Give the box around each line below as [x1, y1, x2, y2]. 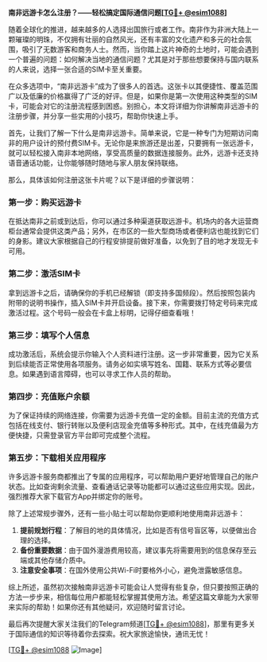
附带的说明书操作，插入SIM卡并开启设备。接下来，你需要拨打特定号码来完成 [8, 298, 258, 307]
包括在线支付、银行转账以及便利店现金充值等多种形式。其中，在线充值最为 [8, 421, 252, 430]
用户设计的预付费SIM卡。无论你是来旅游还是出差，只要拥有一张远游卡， [21, 139, 258, 147]
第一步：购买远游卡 [8, 197, 82, 208]
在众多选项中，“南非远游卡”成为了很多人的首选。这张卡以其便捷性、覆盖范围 [8, 81, 258, 91]
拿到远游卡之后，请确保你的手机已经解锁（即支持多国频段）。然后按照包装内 [8, 288, 256, 297]
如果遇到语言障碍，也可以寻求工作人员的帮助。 [21, 369, 176, 378]
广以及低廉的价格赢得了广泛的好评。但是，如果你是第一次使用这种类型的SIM [8, 92, 258, 100]
